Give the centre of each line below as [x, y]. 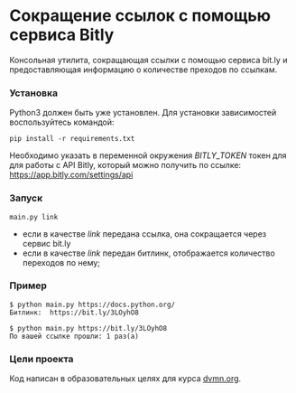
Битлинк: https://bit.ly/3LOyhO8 [74, 313]
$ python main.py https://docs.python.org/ [92, 304]
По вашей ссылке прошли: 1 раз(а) [74, 336]
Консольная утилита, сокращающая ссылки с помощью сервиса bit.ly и [148, 60]
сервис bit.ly [46, 243]
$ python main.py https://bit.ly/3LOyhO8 [88, 328]
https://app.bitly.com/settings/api [71, 175]
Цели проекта [42, 359]
